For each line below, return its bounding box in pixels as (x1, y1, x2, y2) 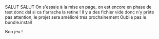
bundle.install (5, 19, 32, 25)
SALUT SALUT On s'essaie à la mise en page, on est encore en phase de (5, 4, 152, 10)
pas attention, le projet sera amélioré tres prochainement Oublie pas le (5, 14, 146, 20)
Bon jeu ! (5, 29, 23, 34)
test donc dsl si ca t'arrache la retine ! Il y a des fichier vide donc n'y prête (5, 9, 155, 15)
